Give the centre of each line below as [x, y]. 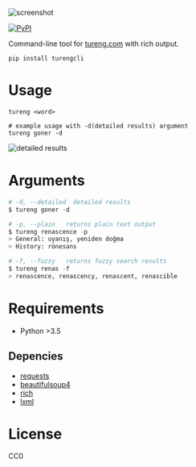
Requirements [56, 309]
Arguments [47, 181]
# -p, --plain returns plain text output [82, 224]
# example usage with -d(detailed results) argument [98, 126]
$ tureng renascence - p [48, 231]
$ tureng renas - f [39, 269]
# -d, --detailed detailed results [69, 202]
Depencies [36, 356]
